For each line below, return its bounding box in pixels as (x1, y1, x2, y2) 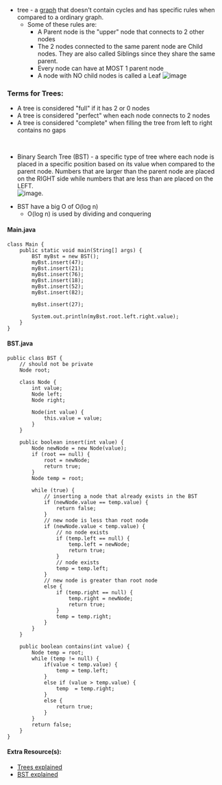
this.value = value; (43, 415, 103, 422)
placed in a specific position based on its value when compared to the (16, 160, 215, 168)
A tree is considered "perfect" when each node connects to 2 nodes (16, 111, 210, 120)
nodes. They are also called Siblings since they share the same (37, 49, 216, 58)
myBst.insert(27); (32, 301, 84, 308)
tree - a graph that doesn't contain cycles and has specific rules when (16, 6, 215, 14)
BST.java (7, 339, 33, 348)
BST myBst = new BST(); (32, 253, 99, 260)
